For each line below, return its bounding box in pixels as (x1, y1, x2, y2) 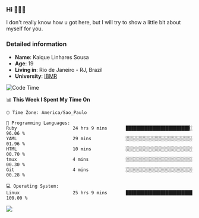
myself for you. (6, 25, 43, 32)
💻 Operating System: (6, 183, 59, 189)
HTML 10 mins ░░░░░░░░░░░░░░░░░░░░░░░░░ (6, 146, 193, 152)
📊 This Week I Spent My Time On (6, 96, 90, 103)
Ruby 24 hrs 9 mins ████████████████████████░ (6, 125, 193, 131)
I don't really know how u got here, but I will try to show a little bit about (6, 19, 181, 26)
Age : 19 (14, 59, 34, 67)
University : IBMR (14, 72, 58, 80)
